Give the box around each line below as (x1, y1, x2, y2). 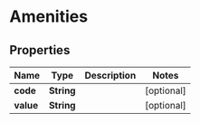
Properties (9, 43, 71, 58)
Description (84, 70, 137, 81)
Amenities (9, 6, 89, 27)
